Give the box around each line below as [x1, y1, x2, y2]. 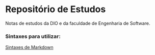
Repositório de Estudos [5, 4, 106, 15]
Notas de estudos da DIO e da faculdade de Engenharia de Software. [5, 20, 150, 26]
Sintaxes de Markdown [5, 44, 54, 50]
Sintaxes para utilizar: [5, 33, 61, 40]
